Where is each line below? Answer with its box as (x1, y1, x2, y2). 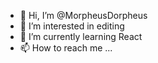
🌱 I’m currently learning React (19, 31, 143, 42)
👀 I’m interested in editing (19, 20, 125, 32)
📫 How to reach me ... (19, 42, 113, 54)
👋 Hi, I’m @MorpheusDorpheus (19, 10, 148, 21)
